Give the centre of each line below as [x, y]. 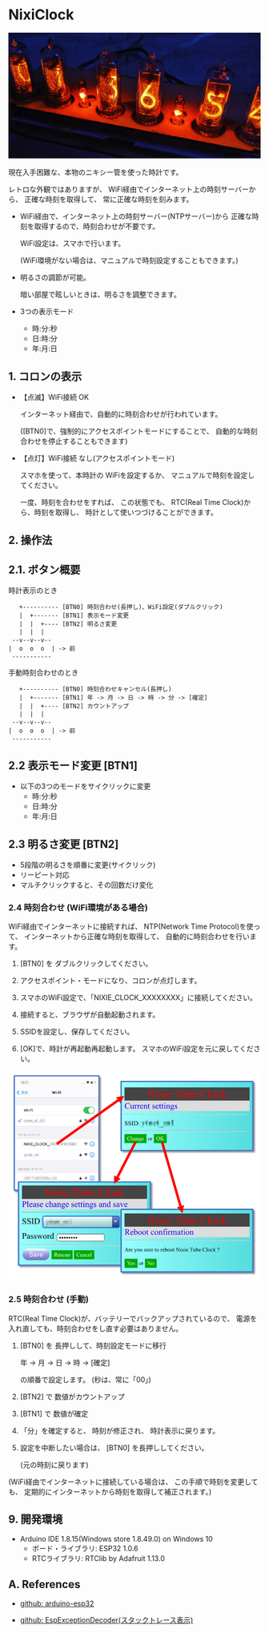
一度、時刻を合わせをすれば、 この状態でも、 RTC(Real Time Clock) [132, 502]
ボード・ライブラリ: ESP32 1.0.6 [85, 1549]
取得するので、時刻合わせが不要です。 [97, 227]
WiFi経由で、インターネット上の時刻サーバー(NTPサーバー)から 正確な [136, 216]
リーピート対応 [44, 875]
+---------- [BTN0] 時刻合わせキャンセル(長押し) [95, 689]
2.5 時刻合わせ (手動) [49, 1300]
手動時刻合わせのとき [43, 673]
